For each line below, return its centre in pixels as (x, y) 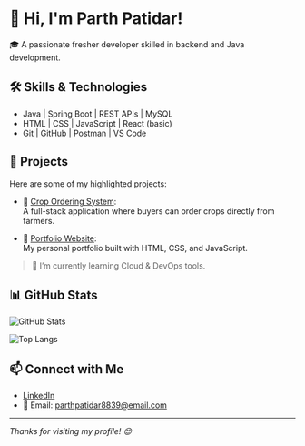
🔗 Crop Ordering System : (69, 201)
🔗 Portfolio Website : (59, 238)
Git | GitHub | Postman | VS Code (84, 133)
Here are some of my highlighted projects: (88, 183)
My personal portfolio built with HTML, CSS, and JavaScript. (135, 248)
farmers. (39, 220)
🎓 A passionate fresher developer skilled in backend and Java (127, 44)
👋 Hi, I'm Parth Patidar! (96, 19)
